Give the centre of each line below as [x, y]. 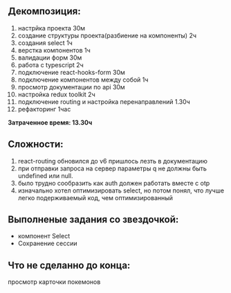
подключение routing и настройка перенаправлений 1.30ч [104, 101]
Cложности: [36, 144]
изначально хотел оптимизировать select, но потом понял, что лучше [121, 190]
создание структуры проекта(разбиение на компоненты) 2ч [107, 35]
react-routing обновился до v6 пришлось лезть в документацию [113, 161]
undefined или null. [45, 175]
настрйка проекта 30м [52, 28]
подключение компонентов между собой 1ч [83, 80]
